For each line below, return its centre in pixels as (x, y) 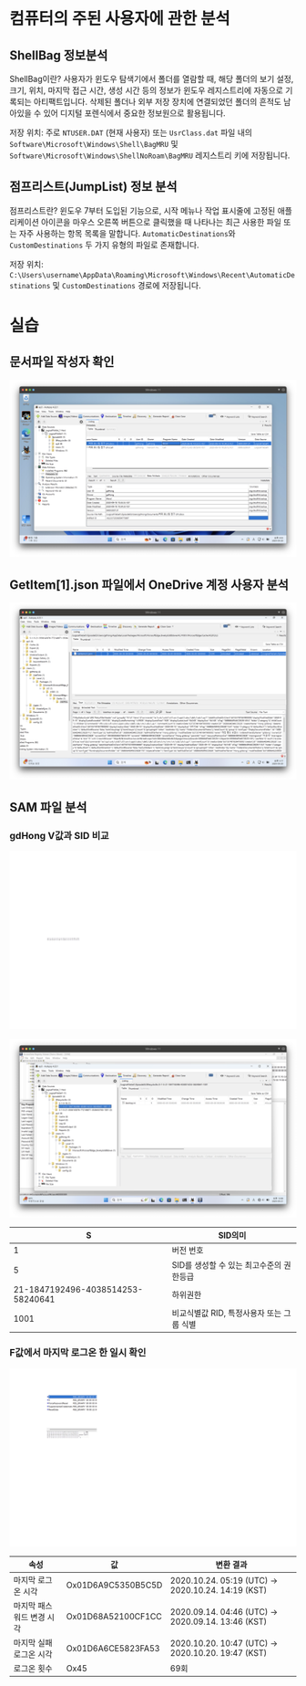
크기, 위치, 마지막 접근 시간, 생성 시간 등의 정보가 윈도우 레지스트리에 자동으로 (147, 90)
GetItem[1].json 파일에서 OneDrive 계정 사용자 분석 (149, 585)
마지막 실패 (33, 1643)
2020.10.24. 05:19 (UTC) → (224, 1580)
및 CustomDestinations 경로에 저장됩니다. (127, 285)
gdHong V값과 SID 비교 (59, 836)
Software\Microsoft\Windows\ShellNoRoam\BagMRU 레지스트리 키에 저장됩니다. (150, 155)
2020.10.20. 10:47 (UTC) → (224, 1643)
